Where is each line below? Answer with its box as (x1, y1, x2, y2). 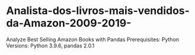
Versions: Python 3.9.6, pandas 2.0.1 (6, 42, 95, 49)
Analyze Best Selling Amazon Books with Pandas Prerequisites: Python (6, 36, 180, 43)
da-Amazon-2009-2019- (6, 16, 132, 30)
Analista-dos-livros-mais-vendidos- (6, 4, 190, 18)
